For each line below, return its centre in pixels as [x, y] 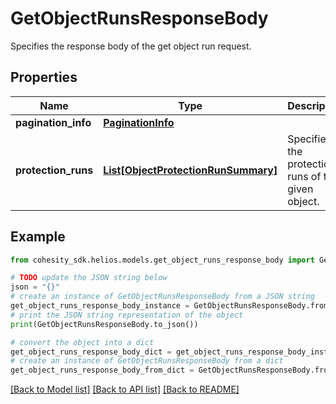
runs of [304, 176]
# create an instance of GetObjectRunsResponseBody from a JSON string [162, 297]
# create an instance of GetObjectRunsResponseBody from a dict [147, 361]
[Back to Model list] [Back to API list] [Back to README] [125, 389]
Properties [44, 77]
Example [38, 237]
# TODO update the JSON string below [89, 278]
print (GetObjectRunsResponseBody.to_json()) [104, 324]
